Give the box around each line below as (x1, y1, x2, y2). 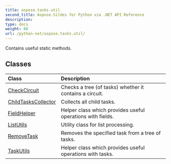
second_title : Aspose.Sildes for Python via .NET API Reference (5, 12, 145, 17)
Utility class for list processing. (61, 121, 134, 128)
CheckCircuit (8, 87, 39, 94)
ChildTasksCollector (8, 98, 56, 105)
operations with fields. (61, 113, 114, 120)
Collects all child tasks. (61, 98, 116, 105)
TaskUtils (8, 147, 30, 154)
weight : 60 (5, 26, 28, 32)
